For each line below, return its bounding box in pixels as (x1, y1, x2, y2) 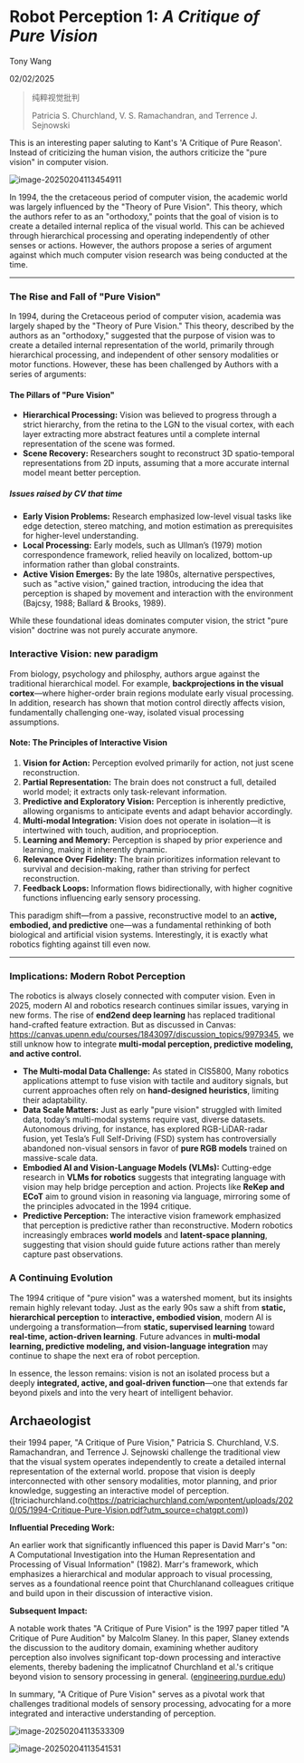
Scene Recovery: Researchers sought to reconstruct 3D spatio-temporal (22, 448, 295, 459)
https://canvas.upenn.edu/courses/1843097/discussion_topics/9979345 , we (9, 1029, 294, 1040)
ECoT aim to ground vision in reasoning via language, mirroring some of (22, 1191, 291, 1203)
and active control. (9, 1048, 82, 1059)
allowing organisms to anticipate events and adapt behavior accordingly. (22, 805, 293, 816)
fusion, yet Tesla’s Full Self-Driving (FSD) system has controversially (22, 1134, 278, 1144)
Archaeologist (9, 1413, 91, 1428)
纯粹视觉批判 (31, 92, 80, 102)
